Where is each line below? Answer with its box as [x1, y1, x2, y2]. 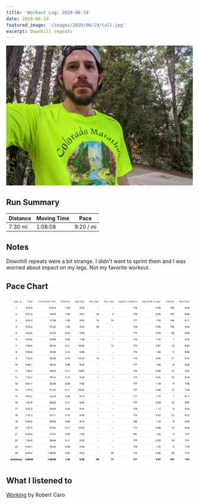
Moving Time [36, 214, 70, 221]
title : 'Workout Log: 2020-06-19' [6, 9, 92, 15]
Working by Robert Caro [6, 492, 65, 499]
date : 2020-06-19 [6, 15, 49, 22]
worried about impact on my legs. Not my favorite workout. [6, 264, 150, 271]
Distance [8, 214, 31, 221]
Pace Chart [6, 281, 49, 291]
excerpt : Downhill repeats [6, 28, 73, 34]
